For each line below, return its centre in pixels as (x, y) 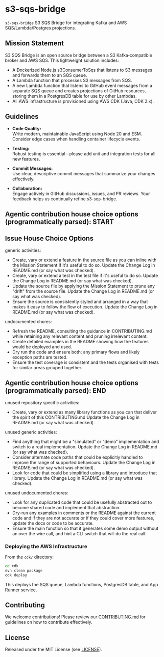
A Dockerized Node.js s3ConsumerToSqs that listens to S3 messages (82, 70)
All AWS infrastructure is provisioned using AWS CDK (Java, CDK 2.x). (83, 101)
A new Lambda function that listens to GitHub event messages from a (82, 85)
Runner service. (21, 590)
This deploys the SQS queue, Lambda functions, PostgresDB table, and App (82, 584)
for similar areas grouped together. (47, 367)
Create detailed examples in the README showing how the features (80, 341)
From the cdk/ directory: (29, 557)
